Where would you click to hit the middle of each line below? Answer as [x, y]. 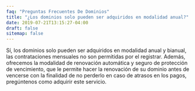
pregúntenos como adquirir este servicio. [56, 82]
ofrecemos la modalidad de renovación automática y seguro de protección [97, 63]
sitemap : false [25, 34]
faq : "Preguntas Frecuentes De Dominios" [58, 12]
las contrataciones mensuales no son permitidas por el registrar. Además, [96, 57]
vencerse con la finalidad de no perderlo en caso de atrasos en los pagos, [97, 76]
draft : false [22, 28]
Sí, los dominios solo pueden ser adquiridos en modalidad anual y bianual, [96, 50]
